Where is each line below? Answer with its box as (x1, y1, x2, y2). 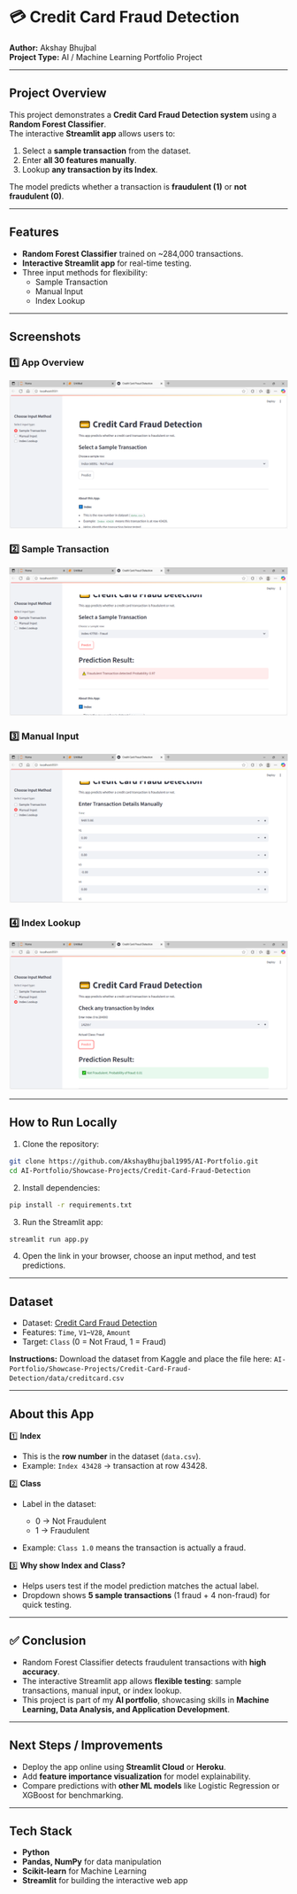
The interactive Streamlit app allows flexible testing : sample (21, 1675, 242, 1686)
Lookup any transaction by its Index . (21, 164, 158, 175)
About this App (9, 1406, 95, 1422)
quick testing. (21, 1600, 72, 1611)
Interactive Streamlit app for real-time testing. (21, 258, 192, 268)
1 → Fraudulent (34, 1525, 90, 1536)
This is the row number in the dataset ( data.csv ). (21, 1451, 202, 1462)
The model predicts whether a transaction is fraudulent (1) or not (9, 181, 247, 191)
